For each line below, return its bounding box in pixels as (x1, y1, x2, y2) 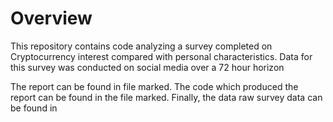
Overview (10, 7, 93, 30)
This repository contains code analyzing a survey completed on (10, 40, 273, 52)
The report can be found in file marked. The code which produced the (10, 80, 299, 92)
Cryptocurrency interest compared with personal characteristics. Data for (10, 50, 313, 62)
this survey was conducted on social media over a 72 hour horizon (10, 61, 285, 73)
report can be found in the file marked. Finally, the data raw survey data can (10, 91, 323, 103)
